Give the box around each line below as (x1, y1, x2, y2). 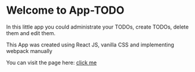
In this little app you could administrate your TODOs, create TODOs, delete (6, 23, 189, 30)
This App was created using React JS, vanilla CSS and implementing (6, 41, 174, 48)
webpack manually (6, 47, 52, 54)
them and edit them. (6, 29, 55, 36)
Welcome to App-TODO (6, 4, 125, 17)
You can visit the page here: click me (6, 59, 97, 66)
